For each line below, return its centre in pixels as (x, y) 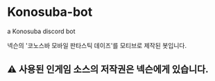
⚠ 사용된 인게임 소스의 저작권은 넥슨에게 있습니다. (108, 70)
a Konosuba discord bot (41, 31)
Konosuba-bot (50, 12)
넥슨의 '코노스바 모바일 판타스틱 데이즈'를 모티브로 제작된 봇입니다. (97, 45)
